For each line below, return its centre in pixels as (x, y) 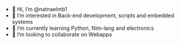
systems (22, 22)
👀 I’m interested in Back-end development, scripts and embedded (93, 15)
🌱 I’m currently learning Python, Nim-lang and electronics (83, 28)
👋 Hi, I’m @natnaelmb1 (39, 9)
